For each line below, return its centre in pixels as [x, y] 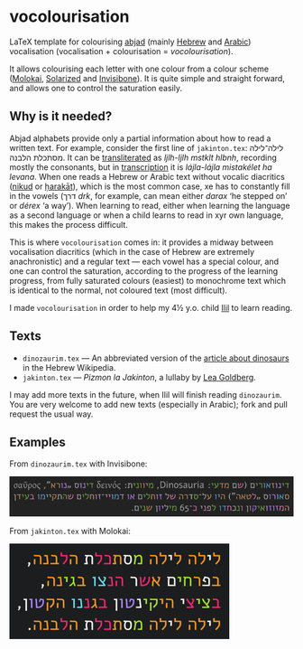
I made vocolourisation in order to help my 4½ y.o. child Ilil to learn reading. [151, 307]
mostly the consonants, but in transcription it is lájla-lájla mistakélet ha [141, 167]
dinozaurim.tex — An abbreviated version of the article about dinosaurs [156, 358]
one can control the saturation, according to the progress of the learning [144, 271]
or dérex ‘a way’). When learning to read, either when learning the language [150, 205]
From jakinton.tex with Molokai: [70, 531]
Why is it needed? [61, 116]
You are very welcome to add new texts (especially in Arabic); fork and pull [149, 404]
